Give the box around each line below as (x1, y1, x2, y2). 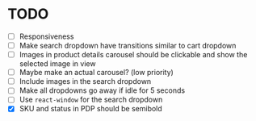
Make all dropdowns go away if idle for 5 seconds (19, 86, 186, 95)
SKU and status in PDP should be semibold (19, 104, 162, 114)
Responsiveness (19, 31, 74, 41)
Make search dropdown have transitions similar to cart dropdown (19, 41, 237, 50)
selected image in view (19, 59, 96, 69)
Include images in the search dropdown (19, 77, 152, 86)
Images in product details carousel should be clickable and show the (19, 50, 248, 60)
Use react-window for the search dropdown (19, 94, 163, 105)
